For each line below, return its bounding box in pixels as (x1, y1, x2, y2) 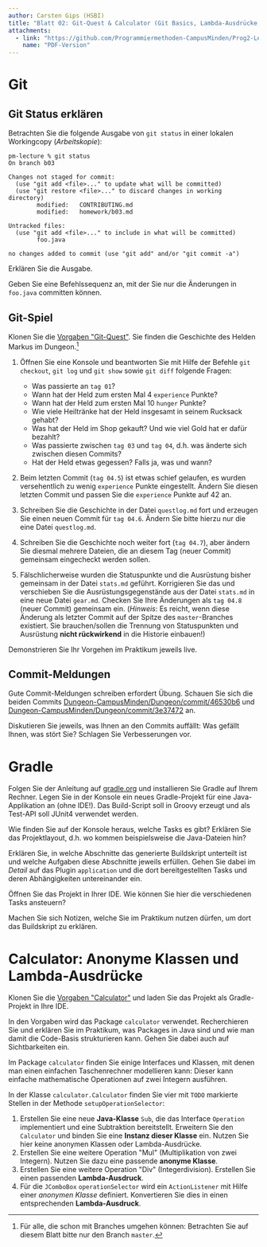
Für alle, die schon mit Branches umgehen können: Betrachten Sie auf (19, 1222, 249, 1231)
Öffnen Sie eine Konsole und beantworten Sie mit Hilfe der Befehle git (19, 357, 251, 367)
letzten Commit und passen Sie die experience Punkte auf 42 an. (19, 489, 232, 499)
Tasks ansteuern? (8, 898, 66, 908)
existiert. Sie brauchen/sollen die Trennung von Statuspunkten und (19, 621, 239, 630)
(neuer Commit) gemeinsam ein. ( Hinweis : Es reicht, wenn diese (19, 603, 230, 614)
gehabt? (31, 415, 59, 425)
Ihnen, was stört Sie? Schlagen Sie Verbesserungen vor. (8, 730, 192, 739)
